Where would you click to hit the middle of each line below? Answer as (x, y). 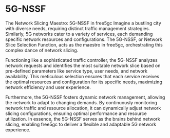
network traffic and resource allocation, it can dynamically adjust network (83, 108)
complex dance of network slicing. (42, 50)
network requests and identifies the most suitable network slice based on (83, 65)
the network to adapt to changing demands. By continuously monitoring (81, 102)
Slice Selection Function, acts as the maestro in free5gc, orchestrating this (84, 44)
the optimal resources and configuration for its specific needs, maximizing (84, 82)
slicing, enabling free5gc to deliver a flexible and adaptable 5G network (81, 124)
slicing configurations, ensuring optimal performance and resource (76, 113)
